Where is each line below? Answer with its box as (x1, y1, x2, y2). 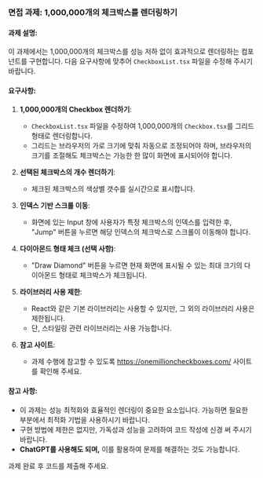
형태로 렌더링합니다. (31, 131, 93, 140)
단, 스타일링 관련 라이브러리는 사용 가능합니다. (31, 323, 172, 333)
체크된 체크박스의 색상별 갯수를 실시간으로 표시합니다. (31, 184, 195, 194)
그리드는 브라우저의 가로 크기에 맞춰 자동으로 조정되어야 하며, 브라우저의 (31, 141, 252, 151)
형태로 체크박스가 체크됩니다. (58, 271, 148, 280)
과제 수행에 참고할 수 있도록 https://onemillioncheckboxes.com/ (31, 357, 232, 367)
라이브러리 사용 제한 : (19, 287, 82, 297)
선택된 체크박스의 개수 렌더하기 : (19, 167, 116, 177)
